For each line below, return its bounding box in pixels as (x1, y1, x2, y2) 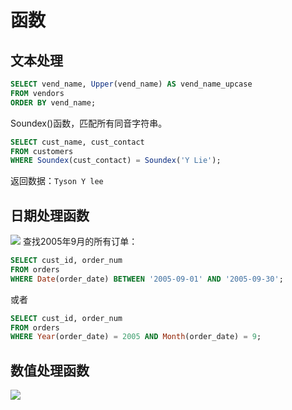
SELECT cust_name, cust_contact (10, 137, 145, 147)
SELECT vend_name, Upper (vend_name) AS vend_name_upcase (10, 79, 253, 89)
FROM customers (10, 146, 74, 156)
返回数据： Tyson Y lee (10, 175, 104, 187)
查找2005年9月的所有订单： (22, 236, 138, 248)
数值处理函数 (10, 362, 90, 379)
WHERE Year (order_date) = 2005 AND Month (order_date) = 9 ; (10, 332, 262, 342)
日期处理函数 (10, 207, 90, 224)
